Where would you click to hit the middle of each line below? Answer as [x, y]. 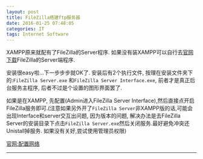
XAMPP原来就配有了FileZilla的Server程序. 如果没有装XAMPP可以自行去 [95, 53]
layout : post [23, 12]
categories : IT [25, 29]
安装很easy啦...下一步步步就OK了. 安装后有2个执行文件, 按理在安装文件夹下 [100, 73]
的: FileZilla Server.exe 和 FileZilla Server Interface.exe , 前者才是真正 [98, 80]
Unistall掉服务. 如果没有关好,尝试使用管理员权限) [66, 131]
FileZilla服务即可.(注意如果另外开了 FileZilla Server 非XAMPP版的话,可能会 [100, 108]
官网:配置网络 [23, 144]
